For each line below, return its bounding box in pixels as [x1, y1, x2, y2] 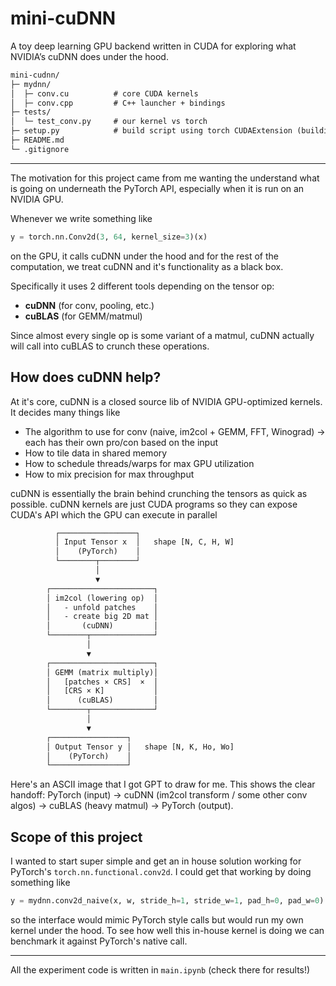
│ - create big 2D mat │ [46, 612, 159, 622]
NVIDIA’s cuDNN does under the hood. [10, 50, 169, 62]
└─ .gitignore [10, 144, 70, 154]
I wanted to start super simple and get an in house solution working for [10, 855, 302, 867]
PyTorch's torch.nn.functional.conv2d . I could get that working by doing [10, 866, 312, 878]
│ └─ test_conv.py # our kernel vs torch [10, 117, 208, 127]
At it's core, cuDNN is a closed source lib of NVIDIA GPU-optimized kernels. [10, 395, 323, 407]
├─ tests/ [10, 107, 52, 117]
